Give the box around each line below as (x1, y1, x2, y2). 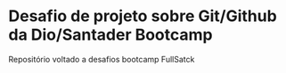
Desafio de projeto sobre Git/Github (8, 6, 277, 26)
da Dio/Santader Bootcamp (8, 25, 213, 45)
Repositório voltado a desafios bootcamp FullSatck (8, 54, 195, 64)
